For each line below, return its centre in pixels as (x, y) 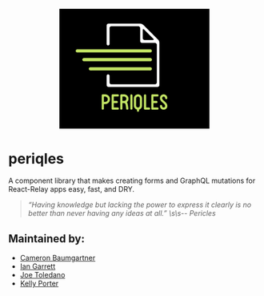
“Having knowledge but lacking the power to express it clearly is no (140, 205)
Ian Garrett (38, 266)
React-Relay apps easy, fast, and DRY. (71, 189)
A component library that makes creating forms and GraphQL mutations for (132, 180)
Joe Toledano (42, 275)
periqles (36, 158)
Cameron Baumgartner (58, 258)
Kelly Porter (39, 284)
